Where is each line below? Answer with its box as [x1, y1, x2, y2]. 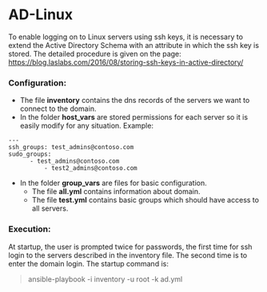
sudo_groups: [8, 150, 52, 159]
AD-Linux [8, 6, 74, 24]
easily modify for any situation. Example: [19, 121, 154, 131]
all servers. [31, 203, 69, 213]
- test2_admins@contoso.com [43, 164, 137, 172]
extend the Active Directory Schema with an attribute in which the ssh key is [8, 40, 260, 49]
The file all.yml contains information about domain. [31, 187, 201, 196]
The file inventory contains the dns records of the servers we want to [19, 96, 250, 105]
